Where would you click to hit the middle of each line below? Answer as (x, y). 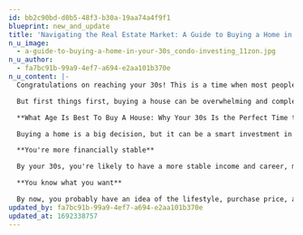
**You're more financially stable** (85, 150)
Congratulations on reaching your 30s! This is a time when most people (156, 85)
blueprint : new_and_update (59, 26)
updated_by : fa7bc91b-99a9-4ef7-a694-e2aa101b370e (106, 207)
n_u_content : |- (39, 77)
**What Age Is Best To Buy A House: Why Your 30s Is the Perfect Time (152, 117)
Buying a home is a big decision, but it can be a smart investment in (155, 134)
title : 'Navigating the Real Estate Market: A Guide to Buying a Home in (151, 34)
